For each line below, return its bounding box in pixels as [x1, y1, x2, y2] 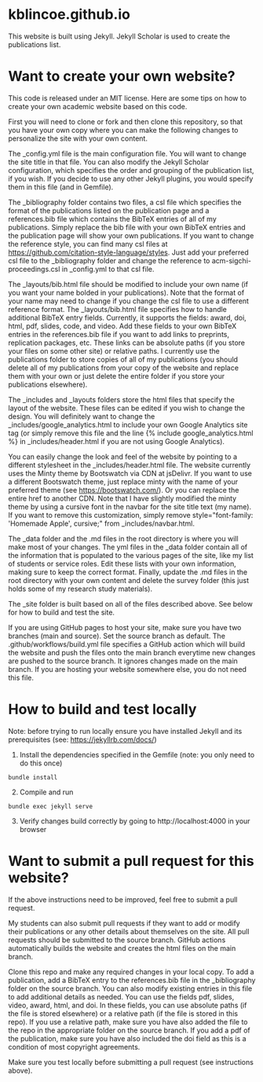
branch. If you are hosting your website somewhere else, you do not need [8, 664, 247, 673]
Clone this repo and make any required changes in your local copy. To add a [8, 966, 254, 976]
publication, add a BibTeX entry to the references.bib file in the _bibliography [8, 975, 256, 985]
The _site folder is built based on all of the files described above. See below [8, 599, 253, 608]
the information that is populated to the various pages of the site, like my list [8, 550, 254, 559]
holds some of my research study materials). [8, 584, 153, 593]
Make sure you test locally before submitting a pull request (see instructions [8, 1057, 254, 1066]
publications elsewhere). [8, 380, 88, 389]
